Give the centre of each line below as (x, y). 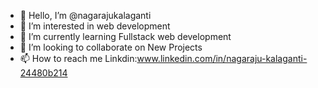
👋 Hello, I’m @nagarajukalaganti (85, 15)
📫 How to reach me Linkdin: (78, 58)
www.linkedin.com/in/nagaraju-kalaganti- (222, 58)
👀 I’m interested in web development (95, 26)
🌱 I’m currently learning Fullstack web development (125, 36)
